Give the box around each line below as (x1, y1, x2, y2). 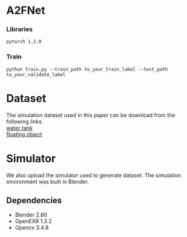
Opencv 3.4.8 (14, 224, 49, 232)
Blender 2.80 (14, 211, 48, 218)
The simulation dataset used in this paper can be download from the (6, 111, 176, 118)
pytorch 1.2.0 (6, 38, 42, 45)
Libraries (6, 25, 33, 34)
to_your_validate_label (6, 72, 66, 78)
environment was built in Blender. (6, 178, 89, 185)
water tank (6, 124, 33, 131)
